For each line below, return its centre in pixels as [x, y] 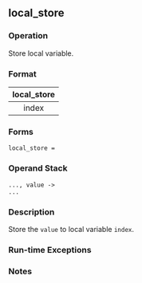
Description [32, 212]
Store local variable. [41, 53]
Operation [28, 36]
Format [23, 73]
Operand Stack [38, 168]
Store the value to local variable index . [71, 229]
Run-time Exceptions [50, 250]
